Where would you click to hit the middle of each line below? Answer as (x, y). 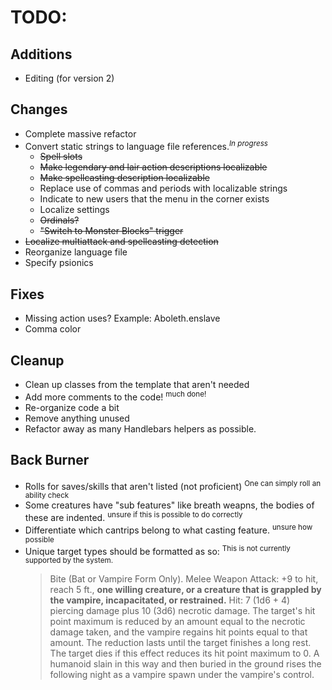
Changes (39, 109)
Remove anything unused (77, 418)
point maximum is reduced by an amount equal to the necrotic (177, 622)
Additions (41, 54)
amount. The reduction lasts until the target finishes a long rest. (180, 643)
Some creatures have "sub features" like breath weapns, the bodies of (169, 505)
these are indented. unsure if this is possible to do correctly (133, 516)
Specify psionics (59, 263)
